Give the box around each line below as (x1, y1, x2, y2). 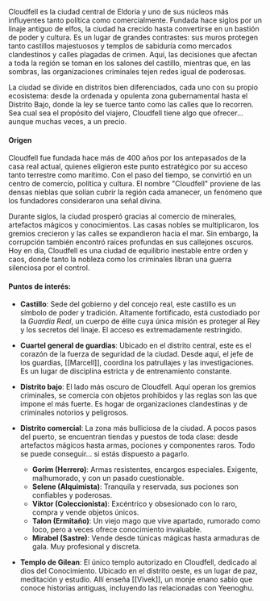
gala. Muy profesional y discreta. (31, 542, 141, 552)
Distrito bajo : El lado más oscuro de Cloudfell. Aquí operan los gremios (19, 382, 256, 392)
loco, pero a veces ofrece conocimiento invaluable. (31, 524, 202, 535)
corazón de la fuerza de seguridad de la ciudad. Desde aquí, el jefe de (19, 349, 254, 359)
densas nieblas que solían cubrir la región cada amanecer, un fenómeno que (8, 187, 263, 197)
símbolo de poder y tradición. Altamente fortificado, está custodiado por (19, 308, 260, 318)
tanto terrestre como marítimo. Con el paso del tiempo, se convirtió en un (8, 170, 252, 180)
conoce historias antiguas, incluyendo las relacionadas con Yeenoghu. (19, 583, 255, 593)
